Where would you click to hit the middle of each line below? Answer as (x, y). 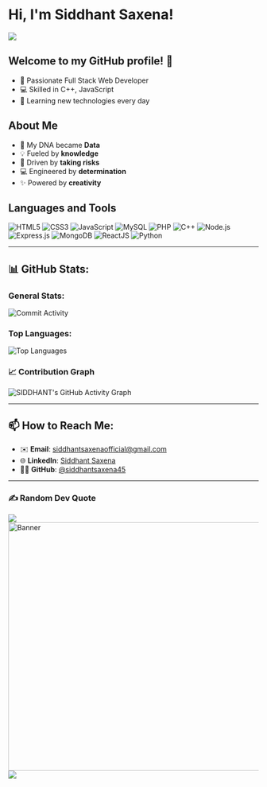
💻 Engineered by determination (73, 171)
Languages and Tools (62, 208)
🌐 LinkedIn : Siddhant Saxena (68, 461)
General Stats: (37, 296)
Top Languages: (40, 333)
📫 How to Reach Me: (61, 426)
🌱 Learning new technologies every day (85, 100)
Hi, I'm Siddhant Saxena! (91, 15)
